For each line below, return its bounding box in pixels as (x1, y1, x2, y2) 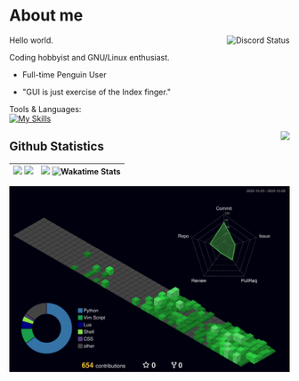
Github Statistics (9, 139, 104, 154)
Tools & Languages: (9, 103, 82, 114)
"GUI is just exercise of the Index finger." (21, 86, 172, 97)
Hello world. (9, 35, 53, 45)
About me (9, 5, 84, 26)
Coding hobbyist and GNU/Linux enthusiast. (9, 52, 171, 62)
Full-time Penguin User (21, 69, 107, 80)
